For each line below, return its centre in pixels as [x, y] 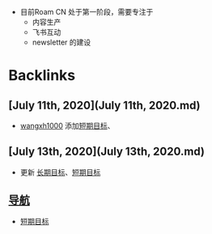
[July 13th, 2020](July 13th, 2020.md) [106, 152]
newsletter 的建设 [61, 42]
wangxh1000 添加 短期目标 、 [67, 126]
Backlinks [42, 76]
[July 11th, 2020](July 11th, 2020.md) [104, 105]
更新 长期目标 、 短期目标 [60, 172]
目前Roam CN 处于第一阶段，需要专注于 [87, 12]
